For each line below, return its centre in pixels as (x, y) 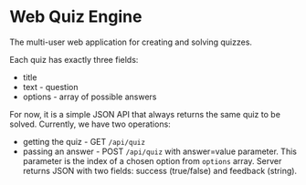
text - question (50, 87)
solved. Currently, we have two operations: (90, 124)
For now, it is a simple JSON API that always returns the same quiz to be (145, 114)
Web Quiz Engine (76, 17)
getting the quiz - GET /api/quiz (84, 141)
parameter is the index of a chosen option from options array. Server (152, 160)
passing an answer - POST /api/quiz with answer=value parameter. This (159, 151)
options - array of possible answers (90, 97)
